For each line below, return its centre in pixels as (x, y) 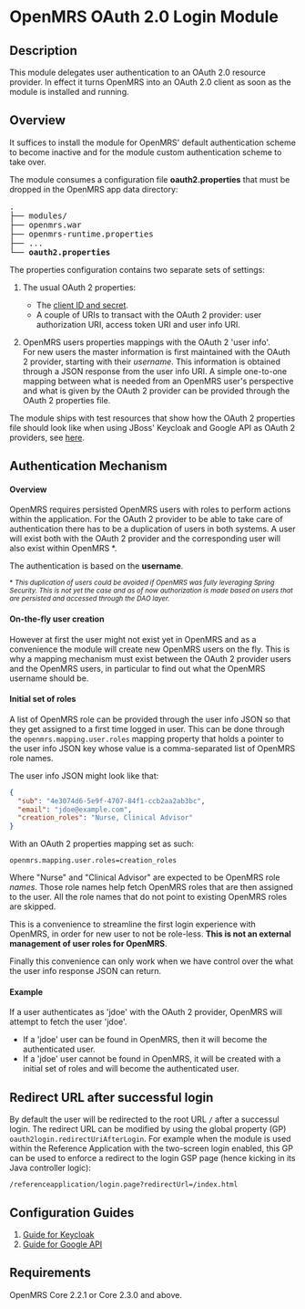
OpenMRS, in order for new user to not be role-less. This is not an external (150, 934)
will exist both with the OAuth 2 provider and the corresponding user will (145, 539)
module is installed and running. (69, 92)
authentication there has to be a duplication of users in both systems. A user (152, 529)
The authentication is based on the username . (97, 566)
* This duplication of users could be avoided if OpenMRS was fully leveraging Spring (142, 583)
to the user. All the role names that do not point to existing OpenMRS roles (148, 897)
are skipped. (33, 906)
